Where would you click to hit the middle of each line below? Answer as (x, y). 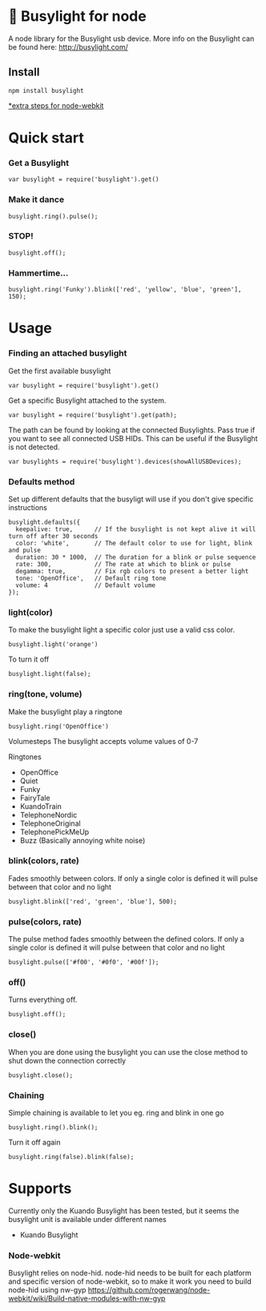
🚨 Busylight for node (77, 16)
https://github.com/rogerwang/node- (149, 1290)
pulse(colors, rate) (45, 922)
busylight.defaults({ (44, 522)
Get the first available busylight (60, 371)
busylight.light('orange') (53, 645)
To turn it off (29, 659)
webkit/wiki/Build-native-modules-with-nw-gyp (87, 1299)
